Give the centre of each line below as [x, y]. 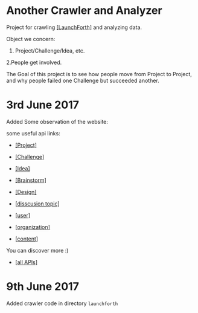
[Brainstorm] [30, 180]
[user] [23, 215]
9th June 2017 [43, 287]
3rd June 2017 [43, 105]
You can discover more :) [37, 250]
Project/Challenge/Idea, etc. [50, 50]
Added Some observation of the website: [57, 121]
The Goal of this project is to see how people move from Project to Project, [99, 74]
